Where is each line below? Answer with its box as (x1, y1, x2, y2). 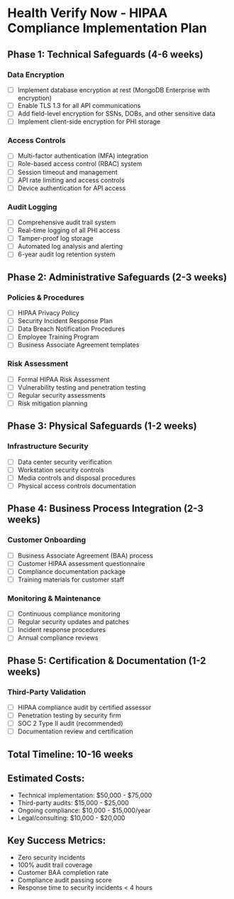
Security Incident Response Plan (17, 317, 113, 325)
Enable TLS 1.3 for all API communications (17, 101, 141, 109)
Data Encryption (7, 70, 65, 80)
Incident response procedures (17, 626, 106, 634)
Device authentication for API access (17, 183, 126, 192)
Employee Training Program (17, 332, 99, 342)
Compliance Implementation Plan (7, 20, 207, 36)
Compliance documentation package (17, 567, 126, 576)
